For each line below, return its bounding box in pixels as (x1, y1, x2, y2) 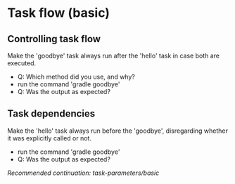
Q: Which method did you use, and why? (17, 72, 136, 81)
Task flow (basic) (7, 5, 110, 21)
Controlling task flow (7, 33, 101, 45)
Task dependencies (7, 107, 96, 120)
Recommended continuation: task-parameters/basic (7, 169, 160, 177)
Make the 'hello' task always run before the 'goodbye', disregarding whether (7, 126, 229, 135)
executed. (7, 59, 37, 67)
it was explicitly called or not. (7, 133, 91, 142)
